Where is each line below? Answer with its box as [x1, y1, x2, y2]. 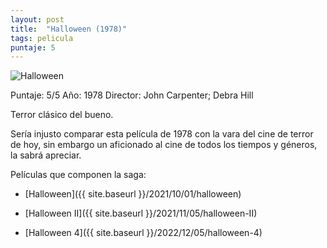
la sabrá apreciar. [10, 149, 82, 161]
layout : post [10, 14, 65, 25]
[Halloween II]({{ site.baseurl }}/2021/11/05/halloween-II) [24, 207, 258, 220]
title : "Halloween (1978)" [10, 24, 128, 34]
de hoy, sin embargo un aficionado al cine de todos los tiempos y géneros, [10, 139, 318, 151]
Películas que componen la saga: [10, 169, 147, 181]
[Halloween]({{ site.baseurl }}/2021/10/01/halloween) [24, 188, 242, 200]
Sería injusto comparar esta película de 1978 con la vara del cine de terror [10, 128, 314, 140]
